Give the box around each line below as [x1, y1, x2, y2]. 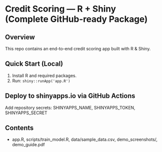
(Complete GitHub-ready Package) [5, 14, 148, 25]
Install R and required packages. [12, 73, 77, 78]
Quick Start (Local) [5, 60, 63, 68]
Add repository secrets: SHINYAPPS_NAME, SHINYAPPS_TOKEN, [5, 105, 136, 110]
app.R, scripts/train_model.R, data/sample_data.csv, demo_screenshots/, [12, 137, 158, 142]
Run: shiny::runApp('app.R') [12, 77, 70, 83]
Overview [5, 33, 35, 41]
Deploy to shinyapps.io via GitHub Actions [5, 92, 135, 100]
